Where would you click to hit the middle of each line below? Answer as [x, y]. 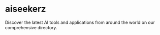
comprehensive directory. [31, 27]
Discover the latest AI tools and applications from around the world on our [80, 22]
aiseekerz [26, 9]
